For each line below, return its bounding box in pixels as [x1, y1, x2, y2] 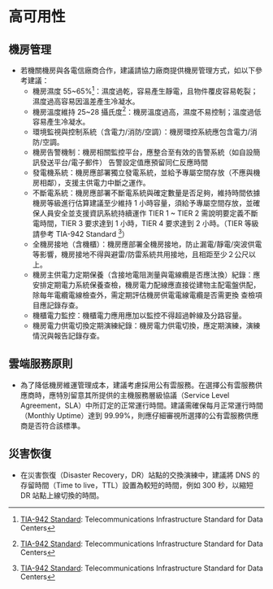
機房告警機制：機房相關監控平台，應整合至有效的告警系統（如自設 [32, 147, 253, 157]
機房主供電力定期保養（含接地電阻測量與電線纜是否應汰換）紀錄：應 [32, 269, 261, 279]
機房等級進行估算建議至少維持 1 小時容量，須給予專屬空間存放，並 [32, 199, 253, 208]
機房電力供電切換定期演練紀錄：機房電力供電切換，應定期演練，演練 [32, 321, 261, 330]
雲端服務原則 [8, 357, 73, 371]
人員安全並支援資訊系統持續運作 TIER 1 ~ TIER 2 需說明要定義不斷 [39, 208, 258, 218]
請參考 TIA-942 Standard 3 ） [32, 228, 130, 238]
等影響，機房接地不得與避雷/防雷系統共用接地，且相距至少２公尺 [32, 249, 249, 259]
